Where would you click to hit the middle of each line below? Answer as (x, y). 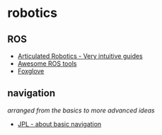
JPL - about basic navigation (59, 124)
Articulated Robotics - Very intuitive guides (80, 56)
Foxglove (31, 71)
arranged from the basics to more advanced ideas (81, 110)
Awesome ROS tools (47, 64)
